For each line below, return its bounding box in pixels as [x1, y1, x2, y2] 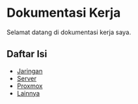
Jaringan [16, 66, 43, 75]
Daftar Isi [6, 48, 47, 60]
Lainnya [16, 89, 40, 97]
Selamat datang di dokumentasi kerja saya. [6, 28, 132, 36]
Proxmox [16, 82, 43, 90]
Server [16, 74, 37, 82]
